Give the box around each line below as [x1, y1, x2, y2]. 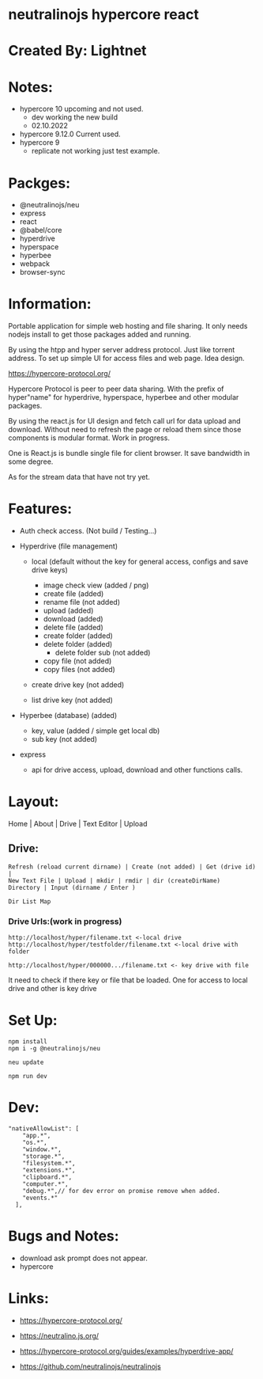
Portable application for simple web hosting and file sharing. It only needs [8, 321, 248, 331]
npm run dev [8, 1073, 47, 1081]
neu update [8, 1058, 44, 1066]
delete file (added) [43, 623, 104, 633]
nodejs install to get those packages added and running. [8, 330, 192, 340]
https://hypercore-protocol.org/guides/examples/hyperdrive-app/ [19, 1346, 234, 1355]
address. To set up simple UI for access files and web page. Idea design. [8, 354, 245, 363]
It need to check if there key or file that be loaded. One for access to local [8, 975, 248, 985]
